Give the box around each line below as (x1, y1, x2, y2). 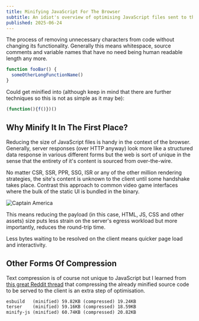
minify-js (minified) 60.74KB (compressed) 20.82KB (6, 310, 136, 316)
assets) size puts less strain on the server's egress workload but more (6, 217, 178, 224)
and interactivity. (6, 241, 47, 248)
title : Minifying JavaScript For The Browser (6, 8, 120, 15)
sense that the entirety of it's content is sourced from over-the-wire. (6, 157, 173, 164)
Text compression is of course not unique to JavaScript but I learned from (6, 274, 187, 281)
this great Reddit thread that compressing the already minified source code (6, 281, 190, 288)
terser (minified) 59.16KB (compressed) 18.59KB (6, 304, 136, 310)
